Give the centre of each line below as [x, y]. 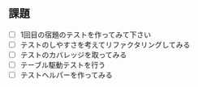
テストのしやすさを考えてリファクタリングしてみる [105, 44]
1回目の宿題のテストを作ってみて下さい [86, 35]
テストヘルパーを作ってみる [67, 75]
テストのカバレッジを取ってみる [73, 55]
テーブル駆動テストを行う [62, 65]
